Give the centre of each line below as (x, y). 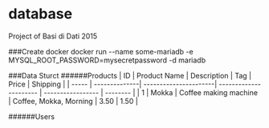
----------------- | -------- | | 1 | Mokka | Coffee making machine (151, 92)
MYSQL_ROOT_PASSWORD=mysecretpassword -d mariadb (107, 60)
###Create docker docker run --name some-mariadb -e (101, 51)
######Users (31, 116)
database (41, 14)
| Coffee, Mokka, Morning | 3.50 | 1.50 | (73, 101)
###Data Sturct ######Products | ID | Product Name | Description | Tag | (130, 75)
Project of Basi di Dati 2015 (53, 36)
